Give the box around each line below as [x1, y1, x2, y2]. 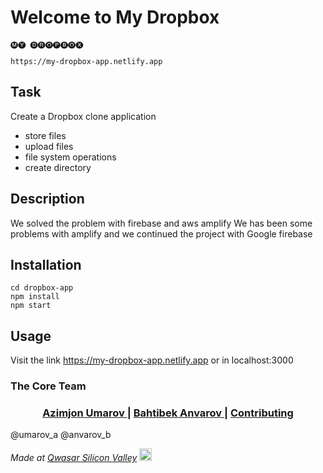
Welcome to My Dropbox [10, 6, 220, 29]
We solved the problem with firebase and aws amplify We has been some [10, 217, 313, 229]
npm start [10, 301, 52, 311]
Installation [10, 256, 82, 273]
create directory [24, 161, 92, 173]
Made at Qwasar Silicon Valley [10, 452, 138, 464]
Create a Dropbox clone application [10, 110, 157, 122]
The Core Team [10, 379, 87, 393]
